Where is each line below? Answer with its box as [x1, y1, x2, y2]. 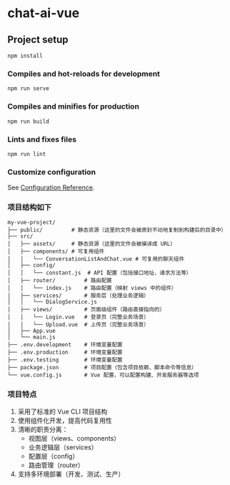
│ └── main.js [7, 334, 56, 341]
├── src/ [7, 233, 34, 240]
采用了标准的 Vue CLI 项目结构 [17, 407, 108, 416]
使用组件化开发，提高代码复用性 [17, 416, 112, 424]
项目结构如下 [7, 202, 52, 212]
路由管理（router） [28, 461, 84, 469]
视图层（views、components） [28, 434, 120, 442]
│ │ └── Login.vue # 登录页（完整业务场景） [7, 314, 149, 321]
